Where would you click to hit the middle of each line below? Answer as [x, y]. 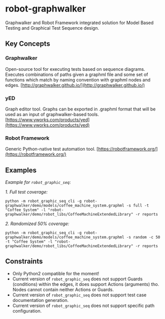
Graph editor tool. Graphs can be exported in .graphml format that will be [80, 109]
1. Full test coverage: [26, 192]
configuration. [27, 311]
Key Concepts [28, 44]
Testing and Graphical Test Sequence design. [52, 28]
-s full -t [138, 206]
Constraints [24, 261]
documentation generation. [40, 300]
